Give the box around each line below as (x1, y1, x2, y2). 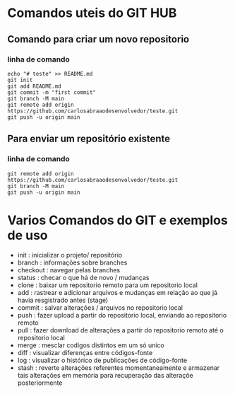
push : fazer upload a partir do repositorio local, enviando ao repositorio (17, 311, 227, 319)
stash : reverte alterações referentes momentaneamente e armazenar (17, 363, 220, 372)
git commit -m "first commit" (7, 88, 97, 96)
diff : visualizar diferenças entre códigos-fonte (17, 348, 153, 357)
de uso (7, 227, 48, 243)
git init (7, 76, 33, 83)
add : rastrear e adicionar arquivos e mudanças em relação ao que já (17, 288, 217, 296)
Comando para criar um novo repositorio (7, 33, 189, 45)
